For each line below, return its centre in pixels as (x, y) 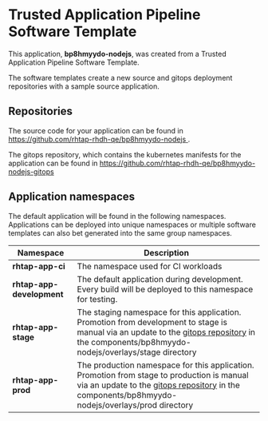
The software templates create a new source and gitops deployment (120, 77)
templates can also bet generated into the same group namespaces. (120, 232)
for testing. (97, 299)
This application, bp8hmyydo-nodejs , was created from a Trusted (118, 54)
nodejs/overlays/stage (119, 351)
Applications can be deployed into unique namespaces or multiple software (132, 224)
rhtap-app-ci (39, 266)
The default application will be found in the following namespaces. (117, 216)
